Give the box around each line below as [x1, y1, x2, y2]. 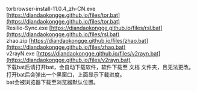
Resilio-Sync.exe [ [6, 24, 51, 31]
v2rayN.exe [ [6, 50, 39, 57]
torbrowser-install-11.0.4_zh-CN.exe [6, 5, 96, 12]
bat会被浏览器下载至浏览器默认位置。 [6, 78, 99, 86]
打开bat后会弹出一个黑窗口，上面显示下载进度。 [6, 71, 125, 78]
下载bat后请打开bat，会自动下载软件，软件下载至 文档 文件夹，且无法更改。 [6, 63, 195, 71]
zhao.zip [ [6, 37, 31, 44]
